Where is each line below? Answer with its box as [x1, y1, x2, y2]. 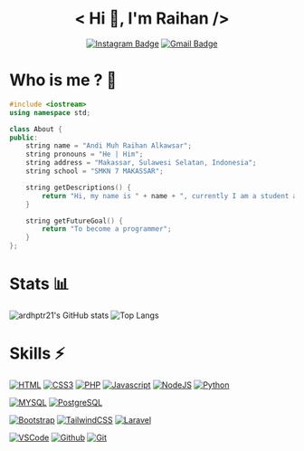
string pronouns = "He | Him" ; [25, 149, 144, 159]
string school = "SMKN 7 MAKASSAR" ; [25, 167, 165, 176]
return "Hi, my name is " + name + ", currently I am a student [42, 191, 290, 200]
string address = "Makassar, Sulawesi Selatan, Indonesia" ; [25, 158, 257, 168]
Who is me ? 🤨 [9, 70, 118, 91]
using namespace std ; [9, 108, 91, 117]
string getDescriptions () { [25, 183, 131, 192]
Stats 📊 [9, 273, 70, 294]
